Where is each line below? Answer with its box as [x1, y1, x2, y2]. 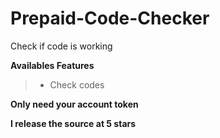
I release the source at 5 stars [10, 117, 137, 129]
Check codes [49, 78, 105, 91]
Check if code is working [10, 40, 113, 52]
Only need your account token [10, 98, 139, 110]
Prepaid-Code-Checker [10, 7, 210, 30]
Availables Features [10, 59, 95, 71]
